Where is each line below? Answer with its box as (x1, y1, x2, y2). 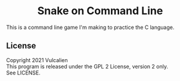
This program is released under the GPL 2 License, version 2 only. (6, 63, 169, 70)
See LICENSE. (6, 69, 41, 76)
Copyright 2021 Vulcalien (6, 56, 69, 63)
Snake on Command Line (37, 4, 163, 18)
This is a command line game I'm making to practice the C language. (6, 24, 175, 31)
